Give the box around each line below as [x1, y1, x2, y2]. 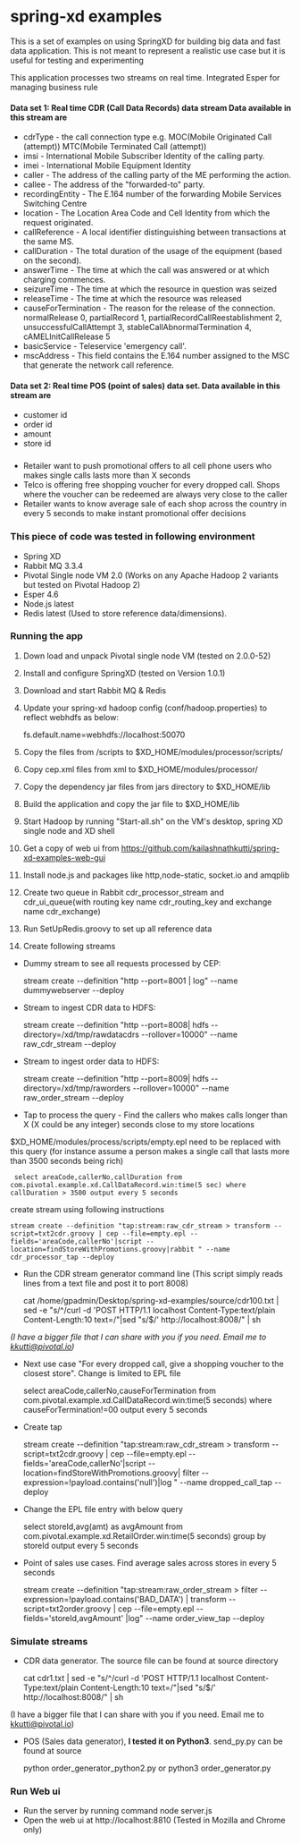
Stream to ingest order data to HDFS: [22, 1056, 160, 1066]
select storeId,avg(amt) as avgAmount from [22, 1521, 184, 1532]
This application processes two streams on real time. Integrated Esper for [10, 72, 280, 82]
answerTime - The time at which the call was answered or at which [22, 265, 271, 276]
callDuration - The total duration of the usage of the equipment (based [22, 246, 282, 257]
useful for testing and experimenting [10, 55, 144, 65]
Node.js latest [22, 598, 75, 609]
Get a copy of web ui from [22, 843, 120, 854]
